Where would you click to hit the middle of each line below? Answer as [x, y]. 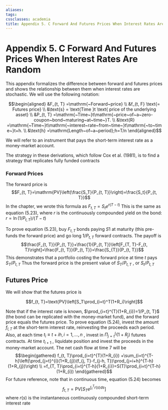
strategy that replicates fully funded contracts [53, 161]
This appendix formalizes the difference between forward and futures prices [84, 84]
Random [23, 70]
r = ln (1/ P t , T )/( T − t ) [26, 219]
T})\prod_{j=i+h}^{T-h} [130, 360]
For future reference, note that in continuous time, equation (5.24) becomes [83, 379]
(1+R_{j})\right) [23, 366]
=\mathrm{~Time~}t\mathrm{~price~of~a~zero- [103, 115]
